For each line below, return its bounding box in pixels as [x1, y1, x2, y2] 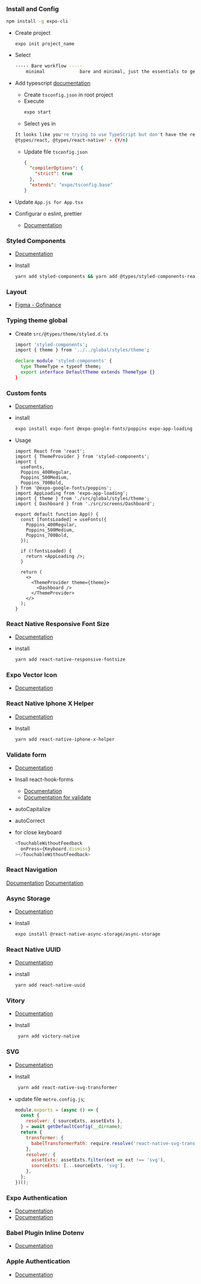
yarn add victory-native [17, 1033, 80, 1040]
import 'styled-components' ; [14, 342, 88, 348]
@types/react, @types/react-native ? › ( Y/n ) [14, 137, 128, 143]
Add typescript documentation [14, 79, 91, 86]
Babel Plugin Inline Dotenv [6, 1229, 85, 1237]
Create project [14, 29, 51, 37]
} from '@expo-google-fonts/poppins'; [14, 485, 112, 491]
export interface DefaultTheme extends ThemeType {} [20, 369, 155, 375]
